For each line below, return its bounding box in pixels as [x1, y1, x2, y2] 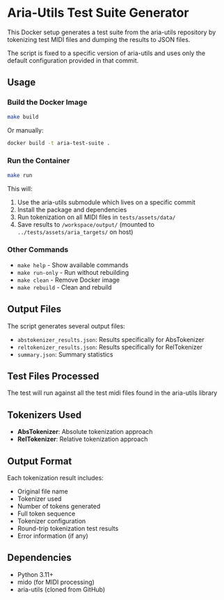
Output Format [7, 455, 72, 467]
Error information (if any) [17, 532, 88, 540]
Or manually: [7, 126, 44, 134]
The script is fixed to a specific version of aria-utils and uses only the [7, 49, 206, 57]
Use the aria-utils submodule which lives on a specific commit [17, 197, 196, 207]
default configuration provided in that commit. [7, 56, 139, 64]
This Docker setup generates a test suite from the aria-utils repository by [7, 28, 216, 36]
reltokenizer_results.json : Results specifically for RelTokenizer [17, 343, 203, 351]
